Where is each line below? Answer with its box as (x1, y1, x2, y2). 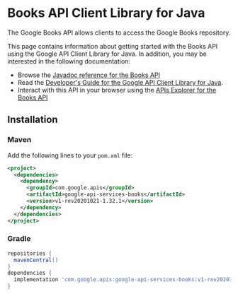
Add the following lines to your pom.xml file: (7, 150, 133, 160)
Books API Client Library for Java (7, 5, 205, 21)
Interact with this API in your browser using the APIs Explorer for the (17, 85, 217, 94)
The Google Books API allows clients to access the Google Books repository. (7, 28, 231, 37)
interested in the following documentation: (7, 57, 131, 65)
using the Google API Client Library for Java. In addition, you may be (7, 49, 207, 58)
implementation (13, 276, 59, 283)
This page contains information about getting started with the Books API (7, 42, 218, 50)
